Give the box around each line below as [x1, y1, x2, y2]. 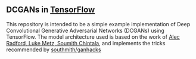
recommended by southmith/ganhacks [6, 46, 101, 53]
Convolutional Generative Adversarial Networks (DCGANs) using [6, 27, 165, 34]
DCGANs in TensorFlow [6, 5, 95, 15]
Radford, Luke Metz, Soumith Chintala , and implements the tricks [6, 39, 166, 46]
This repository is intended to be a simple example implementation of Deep [6, 20, 191, 27]
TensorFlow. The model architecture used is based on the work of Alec [6, 33, 180, 41]
